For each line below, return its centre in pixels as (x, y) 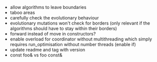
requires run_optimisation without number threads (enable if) (73, 44)
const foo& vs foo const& (36, 55)
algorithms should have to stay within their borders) (63, 28)
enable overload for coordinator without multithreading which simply (81, 39)
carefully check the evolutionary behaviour (54, 18)
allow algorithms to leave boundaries (48, 7)
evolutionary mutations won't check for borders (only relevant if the (80, 23)
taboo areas (22, 12)
